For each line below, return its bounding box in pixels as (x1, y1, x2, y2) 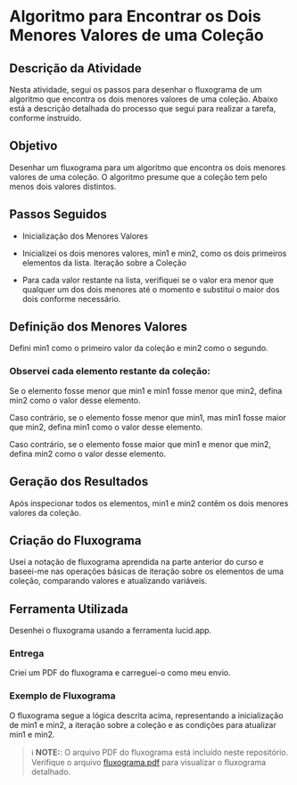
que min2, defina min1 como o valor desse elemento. (9, 421, 203, 432)
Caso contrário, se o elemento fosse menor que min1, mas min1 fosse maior (9, 412, 287, 422)
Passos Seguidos (9, 207, 107, 222)
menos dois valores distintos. (9, 181, 117, 192)
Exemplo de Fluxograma (9, 690, 116, 702)
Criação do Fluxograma (9, 533, 142, 548)
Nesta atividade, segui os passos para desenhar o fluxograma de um (9, 85, 262, 94)
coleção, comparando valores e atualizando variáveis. (9, 576, 208, 586)
